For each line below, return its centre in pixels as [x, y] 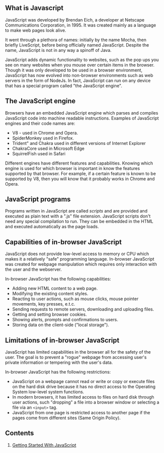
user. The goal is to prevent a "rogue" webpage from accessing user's [76, 358]
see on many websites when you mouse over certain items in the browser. [80, 65]
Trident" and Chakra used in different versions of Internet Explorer [79, 143]
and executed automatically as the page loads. [52, 227]
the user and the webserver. [34, 269]
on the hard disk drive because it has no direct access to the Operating [84, 387]
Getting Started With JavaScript [44, 445]
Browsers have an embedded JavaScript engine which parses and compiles [82, 113]
